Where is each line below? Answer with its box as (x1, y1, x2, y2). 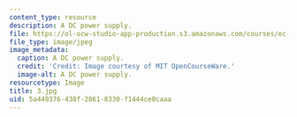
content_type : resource (9, 12, 97, 22)
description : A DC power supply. (9, 21, 133, 30)
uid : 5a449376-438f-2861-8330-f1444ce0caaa (9, 94, 172, 104)
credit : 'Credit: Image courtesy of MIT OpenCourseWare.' (17, 62, 236, 71)
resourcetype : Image (9, 78, 86, 87)
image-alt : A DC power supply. (17, 70, 133, 79)
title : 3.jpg (9, 86, 57, 95)
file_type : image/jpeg (9, 37, 93, 47)
